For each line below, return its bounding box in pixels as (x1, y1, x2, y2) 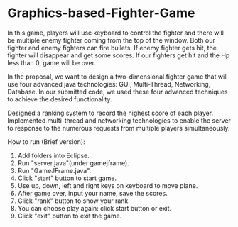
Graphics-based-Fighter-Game (7, 5, 195, 21)
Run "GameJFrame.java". (17, 166, 92, 175)
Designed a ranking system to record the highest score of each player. (7, 109, 214, 117)
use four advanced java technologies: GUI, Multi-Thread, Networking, (7, 79, 211, 88)
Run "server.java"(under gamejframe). (17, 158, 129, 167)
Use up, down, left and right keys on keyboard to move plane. (17, 181, 198, 189)
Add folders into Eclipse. (17, 151, 90, 160)
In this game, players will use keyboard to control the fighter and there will (7, 28, 224, 37)
